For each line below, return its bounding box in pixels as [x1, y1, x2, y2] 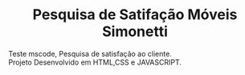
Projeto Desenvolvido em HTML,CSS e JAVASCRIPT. [8, 57, 182, 67]
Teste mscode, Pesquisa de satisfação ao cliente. [8, 49, 173, 58]
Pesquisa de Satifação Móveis [32, 6, 238, 24]
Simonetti [101, 22, 169, 41]
